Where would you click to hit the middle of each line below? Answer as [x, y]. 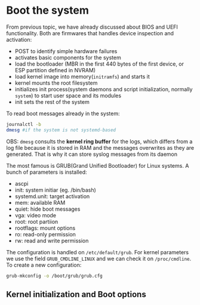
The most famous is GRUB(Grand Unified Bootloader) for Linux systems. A [98, 165]
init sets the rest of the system [52, 101]
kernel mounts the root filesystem [56, 83]
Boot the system [48, 10]
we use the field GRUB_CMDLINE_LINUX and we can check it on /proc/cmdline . [99, 258]
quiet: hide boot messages [47, 209]
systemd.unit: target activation [52, 196]
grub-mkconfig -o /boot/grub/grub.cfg [54, 276]
